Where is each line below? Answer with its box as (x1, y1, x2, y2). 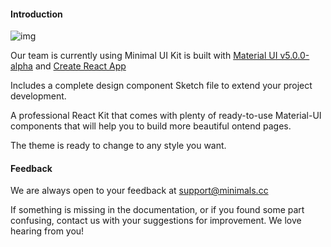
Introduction (10, 8, 63, 20)
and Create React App (34, 60, 127, 72)
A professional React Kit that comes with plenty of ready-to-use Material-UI (10, 110, 322, 122)
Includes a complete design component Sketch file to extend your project (10, 80, 313, 92)
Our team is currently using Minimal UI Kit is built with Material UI (10, 50, 278, 62)
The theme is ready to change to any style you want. (10, 140, 227, 152)
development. (10, 90, 67, 102)
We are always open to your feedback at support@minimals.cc (10, 185, 269, 197)
